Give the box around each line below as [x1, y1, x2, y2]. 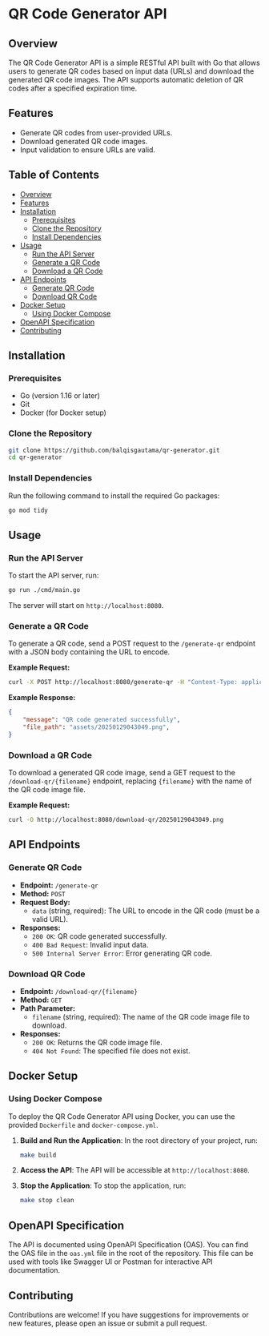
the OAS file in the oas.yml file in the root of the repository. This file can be [8, 1249, 254, 1258]
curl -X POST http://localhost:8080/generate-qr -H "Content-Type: [8, 678, 239, 686]
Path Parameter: [19, 1003, 76, 1013]
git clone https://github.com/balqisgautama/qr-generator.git [8, 446, 220, 454]
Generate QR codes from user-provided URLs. [19, 127, 173, 137]
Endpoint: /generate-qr [19, 880, 98, 890]
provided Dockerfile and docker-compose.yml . [8, 1120, 159, 1129]
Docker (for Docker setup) [19, 408, 106, 417]
